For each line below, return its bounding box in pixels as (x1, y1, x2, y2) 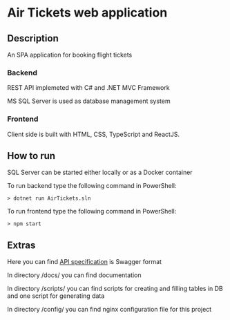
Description (7, 32, 59, 44)
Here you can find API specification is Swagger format (7, 258, 162, 266)
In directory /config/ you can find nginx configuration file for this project (7, 305, 212, 314)
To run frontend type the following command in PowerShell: (7, 207, 177, 216)
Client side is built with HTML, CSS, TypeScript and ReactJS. (7, 130, 180, 138)
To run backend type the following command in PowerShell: (7, 182, 178, 190)
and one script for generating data (7, 292, 105, 300)
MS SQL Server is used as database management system (7, 97, 171, 105)
